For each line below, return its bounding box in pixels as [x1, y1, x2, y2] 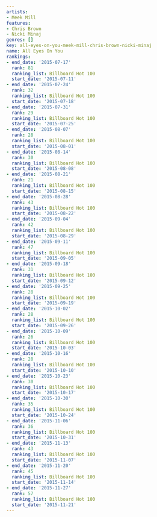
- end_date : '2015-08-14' [6, 149, 71, 155]
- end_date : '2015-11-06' [6, 418, 71, 424]
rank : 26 [11, 334, 34, 340]
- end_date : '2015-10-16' [6, 351, 71, 357]
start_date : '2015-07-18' [11, 98, 77, 104]
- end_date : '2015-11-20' [6, 462, 71, 469]
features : [6, 20, 31, 26]
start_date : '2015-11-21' [11, 501, 77, 508]
